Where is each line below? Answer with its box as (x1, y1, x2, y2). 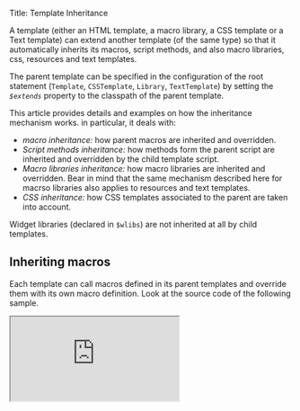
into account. (22, 201, 72, 212)
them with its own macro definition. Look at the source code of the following (9, 288, 292, 299)
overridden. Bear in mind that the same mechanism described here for (22, 173, 283, 183)
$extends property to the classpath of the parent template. (9, 90, 225, 101)
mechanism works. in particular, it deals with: (9, 117, 177, 128)
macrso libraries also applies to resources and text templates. (22, 183, 251, 192)
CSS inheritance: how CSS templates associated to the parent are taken (22, 192, 288, 202)
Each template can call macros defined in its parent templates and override (9, 278, 287, 289)
